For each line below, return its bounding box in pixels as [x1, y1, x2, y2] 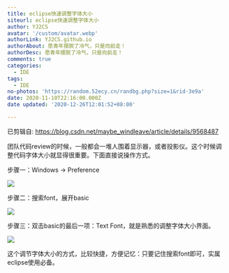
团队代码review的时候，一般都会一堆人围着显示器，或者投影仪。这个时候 [7, 142, 216, 150]
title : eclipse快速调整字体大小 [7, 10, 93, 17]
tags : [7, 75, 23, 82]
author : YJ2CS [7, 23, 49, 30]
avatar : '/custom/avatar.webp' [7, 29, 98, 37]
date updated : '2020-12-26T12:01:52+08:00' [7, 101, 136, 108]
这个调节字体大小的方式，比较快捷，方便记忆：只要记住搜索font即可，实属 [7, 249, 221, 258]
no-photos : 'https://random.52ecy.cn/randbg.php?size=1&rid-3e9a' [7, 88, 205, 95]
